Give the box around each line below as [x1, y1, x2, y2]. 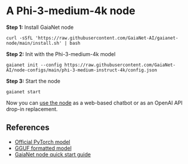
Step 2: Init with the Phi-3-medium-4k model [6, 50, 116, 57]
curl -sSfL [6, 35, 33, 41]
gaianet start [6, 88, 41, 95]
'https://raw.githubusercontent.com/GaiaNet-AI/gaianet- [35, 35, 179, 41]
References [6, 123, 50, 133]
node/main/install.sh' [6, 40, 62, 46]
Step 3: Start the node [6, 77, 61, 84]
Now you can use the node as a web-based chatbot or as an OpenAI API [6, 99, 183, 106]
